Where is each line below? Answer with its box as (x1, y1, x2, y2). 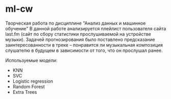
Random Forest (12, 83, 45, 90)
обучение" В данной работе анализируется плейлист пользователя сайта (5, 25, 166, 31)
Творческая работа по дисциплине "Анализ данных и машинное (5, 20, 146, 26)
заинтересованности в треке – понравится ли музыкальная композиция (5, 42, 163, 48)
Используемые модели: (5, 57, 58, 63)
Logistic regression (12, 78, 54, 84)
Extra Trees (12, 89, 37, 95)
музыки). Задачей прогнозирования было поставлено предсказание (5, 36, 156, 43)
